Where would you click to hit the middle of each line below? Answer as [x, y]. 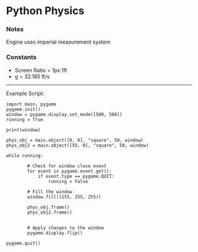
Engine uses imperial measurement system [58, 42]
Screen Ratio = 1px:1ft [41, 70]
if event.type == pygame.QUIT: [76, 176]
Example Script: [25, 93]
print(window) [24, 130]
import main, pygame [32, 104]
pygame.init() [24, 109]
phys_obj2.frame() [50, 212]
